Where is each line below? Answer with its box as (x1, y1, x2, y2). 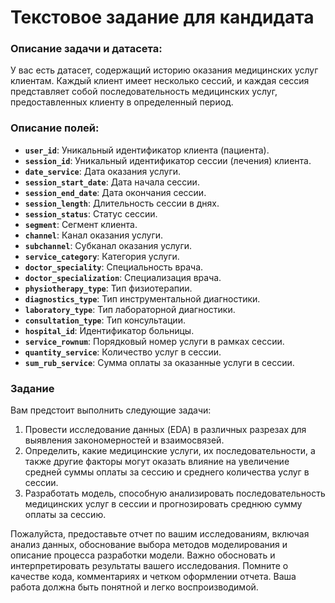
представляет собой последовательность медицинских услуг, (10, 86, 278, 98)
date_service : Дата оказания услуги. (24, 165, 182, 177)
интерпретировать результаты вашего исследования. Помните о (10, 560, 289, 572)
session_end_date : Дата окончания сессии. (24, 186, 207, 198)
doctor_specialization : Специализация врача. (24, 271, 222, 283)
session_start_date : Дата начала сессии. (24, 176, 200, 188)
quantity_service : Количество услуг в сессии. (24, 346, 222, 358)
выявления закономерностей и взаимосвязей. (24, 434, 225, 446)
